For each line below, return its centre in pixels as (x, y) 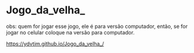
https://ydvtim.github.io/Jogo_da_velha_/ (55, 44)
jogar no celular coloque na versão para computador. (71, 32)
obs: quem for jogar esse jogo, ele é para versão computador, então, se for (97, 26)
